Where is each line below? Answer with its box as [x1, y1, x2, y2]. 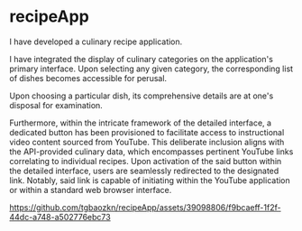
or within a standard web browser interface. [9, 184, 172, 195]
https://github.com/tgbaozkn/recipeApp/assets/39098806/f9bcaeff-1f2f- [9, 201, 281, 213]
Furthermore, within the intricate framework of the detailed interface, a [9, 117, 272, 128]
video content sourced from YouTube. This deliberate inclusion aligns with [9, 136, 285, 147]
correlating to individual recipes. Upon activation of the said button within [9, 155, 282, 166]
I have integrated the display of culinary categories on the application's [9, 53, 273, 64]
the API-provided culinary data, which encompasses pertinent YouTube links [9, 146, 294, 157]
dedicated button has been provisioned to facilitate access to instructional [9, 126, 285, 137]
